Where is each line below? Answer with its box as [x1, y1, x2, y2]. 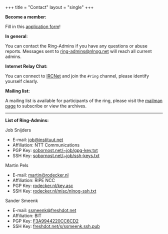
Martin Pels [5, 162, 28, 168]
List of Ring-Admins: [5, 117, 49, 123]
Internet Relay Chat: [5, 63, 48, 69]
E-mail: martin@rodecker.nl [12, 172, 69, 178]
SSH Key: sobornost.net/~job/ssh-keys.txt [12, 152, 100, 158]
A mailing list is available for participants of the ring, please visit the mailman [5, 97, 163, 103]
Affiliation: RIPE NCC [12, 177, 55, 183]
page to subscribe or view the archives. [5, 103, 87, 109]
